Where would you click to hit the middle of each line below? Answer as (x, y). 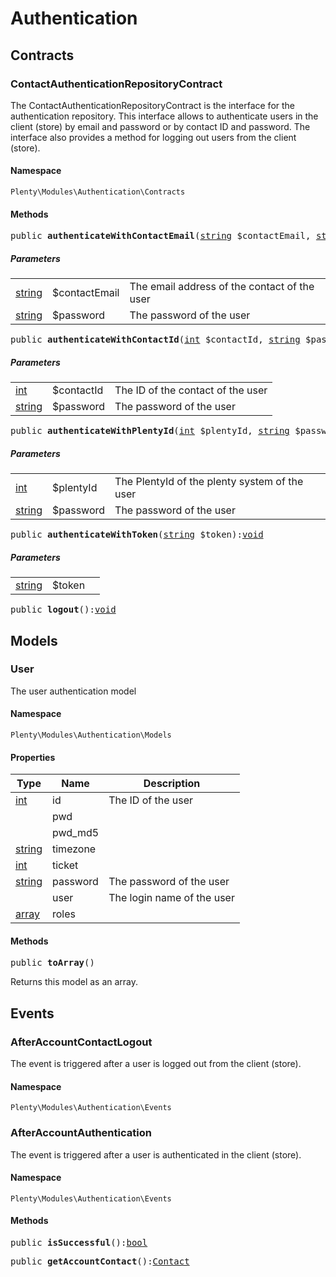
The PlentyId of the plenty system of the (209, 482)
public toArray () (52, 963)
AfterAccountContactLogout (81, 1042)
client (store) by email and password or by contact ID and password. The (160, 126)
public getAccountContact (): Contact (100, 1261)
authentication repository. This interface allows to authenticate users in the (164, 116)
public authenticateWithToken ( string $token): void (137, 535)
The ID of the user (151, 800)
